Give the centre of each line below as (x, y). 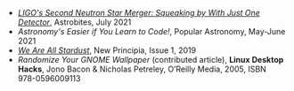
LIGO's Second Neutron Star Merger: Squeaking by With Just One (139, 13)
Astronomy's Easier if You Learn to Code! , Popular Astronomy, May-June (151, 31)
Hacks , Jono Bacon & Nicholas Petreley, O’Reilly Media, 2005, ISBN (142, 69)
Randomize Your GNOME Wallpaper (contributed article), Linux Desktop (151, 60)
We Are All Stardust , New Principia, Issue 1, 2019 (107, 50)
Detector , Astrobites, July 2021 (74, 22)
